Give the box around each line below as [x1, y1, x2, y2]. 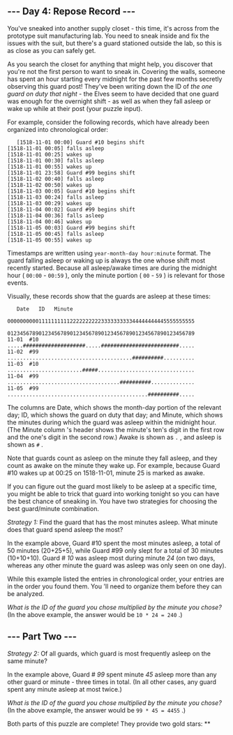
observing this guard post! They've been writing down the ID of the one [7, 82, 213, 90]
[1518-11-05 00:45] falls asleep [7, 230, 105, 237]
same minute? [7, 656, 47, 665]
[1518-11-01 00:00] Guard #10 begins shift [16, 139, 145, 146]
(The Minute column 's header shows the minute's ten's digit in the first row [7, 425, 225, 433]
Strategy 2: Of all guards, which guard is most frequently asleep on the [7, 649, 211, 658]
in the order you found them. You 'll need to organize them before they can [7, 582, 222, 591]
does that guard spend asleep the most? [7, 525, 123, 533]
